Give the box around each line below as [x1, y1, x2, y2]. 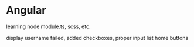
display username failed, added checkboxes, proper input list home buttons [6, 34, 189, 41]
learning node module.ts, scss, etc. [6, 23, 91, 30]
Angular [6, 4, 46, 17]
